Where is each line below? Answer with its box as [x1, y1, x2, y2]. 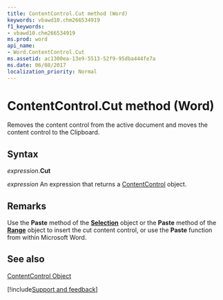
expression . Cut [7, 167, 51, 175]
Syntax [7, 148, 39, 160]
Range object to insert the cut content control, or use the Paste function [7, 226, 213, 234]
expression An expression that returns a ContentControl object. [7, 180, 187, 188]
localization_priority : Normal [7, 68, 97, 75]
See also [7, 254, 45, 265]
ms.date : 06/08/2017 [7, 62, 67, 69]
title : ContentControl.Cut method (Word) [7, 10, 128, 17]
